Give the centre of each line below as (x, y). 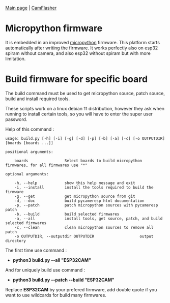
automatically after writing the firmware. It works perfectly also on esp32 (82, 48)
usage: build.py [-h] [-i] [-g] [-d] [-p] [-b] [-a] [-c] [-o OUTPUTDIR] (85, 138)
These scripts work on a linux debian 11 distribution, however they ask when (85, 108)
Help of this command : (30, 129)
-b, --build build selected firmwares (67, 214)
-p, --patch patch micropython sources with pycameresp (86, 205)
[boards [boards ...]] (29, 143)
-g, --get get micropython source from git (75, 196)
